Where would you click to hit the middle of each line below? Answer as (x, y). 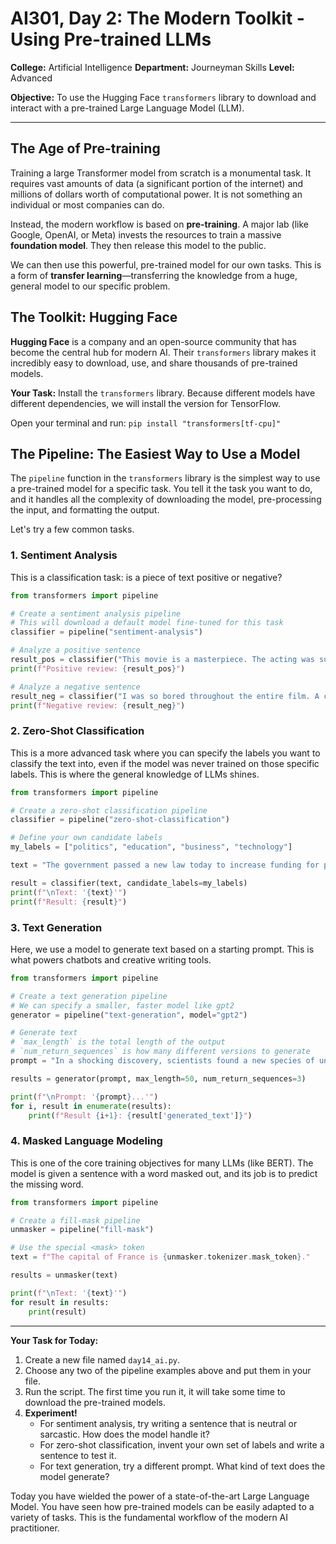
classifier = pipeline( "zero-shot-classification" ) (120, 820)
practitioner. (35, 1528)
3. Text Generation (56, 927)
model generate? (74, 1476)
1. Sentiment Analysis (64, 555)
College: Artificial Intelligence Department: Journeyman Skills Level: (152, 67)
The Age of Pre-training (85, 148)
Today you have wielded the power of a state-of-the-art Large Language (160, 1496)
